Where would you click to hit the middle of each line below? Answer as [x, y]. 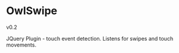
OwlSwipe [32, 11]
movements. [21, 45]
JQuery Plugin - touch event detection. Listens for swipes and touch [90, 38]
